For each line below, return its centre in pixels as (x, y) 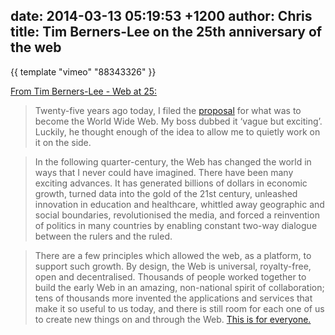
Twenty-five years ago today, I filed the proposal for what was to (168, 110)
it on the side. (63, 142)
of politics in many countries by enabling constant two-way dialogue (176, 225)
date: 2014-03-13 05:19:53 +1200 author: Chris (161, 16)
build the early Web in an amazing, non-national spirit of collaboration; (179, 287)
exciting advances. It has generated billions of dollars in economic (171, 183)
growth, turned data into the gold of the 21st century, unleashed (166, 193)
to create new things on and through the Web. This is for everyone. (173, 319)
